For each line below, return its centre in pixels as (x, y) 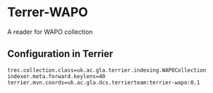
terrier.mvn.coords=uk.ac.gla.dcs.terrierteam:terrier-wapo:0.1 (104, 82)
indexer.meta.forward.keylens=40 (56, 76)
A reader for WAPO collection (50, 32)
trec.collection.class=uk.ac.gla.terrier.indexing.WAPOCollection (107, 70)
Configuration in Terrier (60, 54)
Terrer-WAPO (48, 12)
